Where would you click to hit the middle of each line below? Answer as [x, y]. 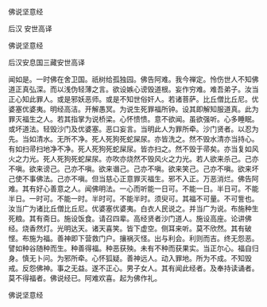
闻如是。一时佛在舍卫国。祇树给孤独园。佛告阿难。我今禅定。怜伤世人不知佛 [133, 79]
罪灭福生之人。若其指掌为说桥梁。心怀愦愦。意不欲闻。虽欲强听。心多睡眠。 [133, 119]
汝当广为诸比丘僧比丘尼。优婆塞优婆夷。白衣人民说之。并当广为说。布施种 [130, 208]
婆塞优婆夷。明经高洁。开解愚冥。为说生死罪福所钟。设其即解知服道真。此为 [133, 109]
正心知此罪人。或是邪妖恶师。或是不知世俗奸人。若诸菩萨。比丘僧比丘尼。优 [133, 99]
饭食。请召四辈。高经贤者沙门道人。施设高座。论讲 [161, 218]
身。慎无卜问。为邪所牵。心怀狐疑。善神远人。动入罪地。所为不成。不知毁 [130, 258]
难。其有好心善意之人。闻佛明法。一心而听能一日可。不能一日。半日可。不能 [133, 188]
